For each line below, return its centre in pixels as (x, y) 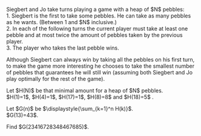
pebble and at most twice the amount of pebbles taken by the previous (94, 35)
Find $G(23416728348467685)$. (48, 127)
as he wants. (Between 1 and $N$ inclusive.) (61, 22)
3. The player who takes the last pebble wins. (63, 48)
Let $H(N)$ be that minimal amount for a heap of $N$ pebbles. (85, 90)
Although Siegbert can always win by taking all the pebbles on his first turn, (100, 60)
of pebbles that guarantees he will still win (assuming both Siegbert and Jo (99, 72)
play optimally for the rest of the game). (55, 79)
